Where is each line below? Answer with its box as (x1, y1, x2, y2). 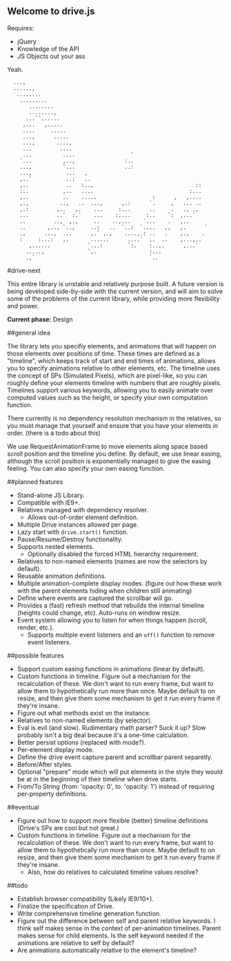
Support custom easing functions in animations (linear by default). (17, 664, 205, 673)
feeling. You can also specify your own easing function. (7, 464, 165, 472)
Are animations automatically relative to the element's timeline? (17, 946, 197, 954)
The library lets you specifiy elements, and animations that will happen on (7, 342, 217, 350)
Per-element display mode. (17, 745, 94, 754)
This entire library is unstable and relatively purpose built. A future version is (7, 279, 224, 288)
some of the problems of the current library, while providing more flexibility (7, 294, 220, 303)
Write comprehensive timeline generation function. (17, 909, 161, 917)
